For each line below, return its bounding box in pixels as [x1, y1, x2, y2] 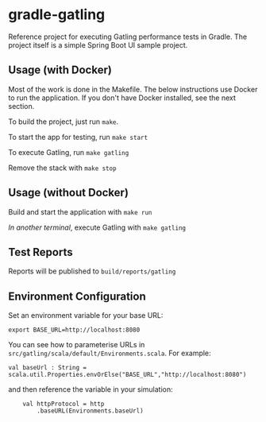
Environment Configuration [8, 289, 146, 303]
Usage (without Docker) [8, 186, 129, 199]
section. [8, 101, 35, 110]
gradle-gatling [8, 6, 106, 24]
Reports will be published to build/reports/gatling [8, 266, 176, 276]
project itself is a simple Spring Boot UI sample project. [8, 40, 188, 49]
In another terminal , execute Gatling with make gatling [8, 223, 187, 232]
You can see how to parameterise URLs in [8, 340, 145, 350]
